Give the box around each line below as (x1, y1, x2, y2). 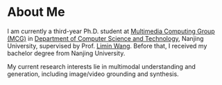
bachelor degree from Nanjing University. (7, 49, 126, 57)
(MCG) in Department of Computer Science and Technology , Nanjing (7, 34, 204, 42)
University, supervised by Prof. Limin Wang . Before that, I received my (7, 41, 207, 50)
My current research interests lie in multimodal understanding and (7, 62, 196, 70)
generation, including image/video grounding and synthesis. (7, 70, 179, 78)
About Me (7, 4, 65, 20)
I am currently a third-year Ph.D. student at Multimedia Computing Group (7, 27, 215, 35)
